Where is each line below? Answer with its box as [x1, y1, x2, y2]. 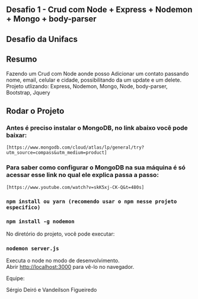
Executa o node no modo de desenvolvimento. [6, 257, 120, 264]
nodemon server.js [6, 245, 59, 252]
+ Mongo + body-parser [6, 14, 97, 24]
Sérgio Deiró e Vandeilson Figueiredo [6, 287, 97, 294]
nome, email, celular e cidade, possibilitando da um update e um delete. [6, 76, 182, 83]
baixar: [6, 131, 27, 139]
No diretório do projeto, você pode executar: [6, 230, 115, 237]
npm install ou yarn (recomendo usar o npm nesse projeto [6, 198, 177, 205]
